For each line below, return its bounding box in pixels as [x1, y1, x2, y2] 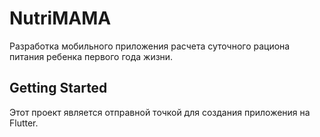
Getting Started [9, 80, 108, 97]
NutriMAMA [9, 7, 112, 30]
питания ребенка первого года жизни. [9, 50, 174, 62]
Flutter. [9, 117, 39, 129]
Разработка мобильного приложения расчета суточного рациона [9, 40, 291, 52]
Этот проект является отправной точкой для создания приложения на [9, 106, 311, 118]
